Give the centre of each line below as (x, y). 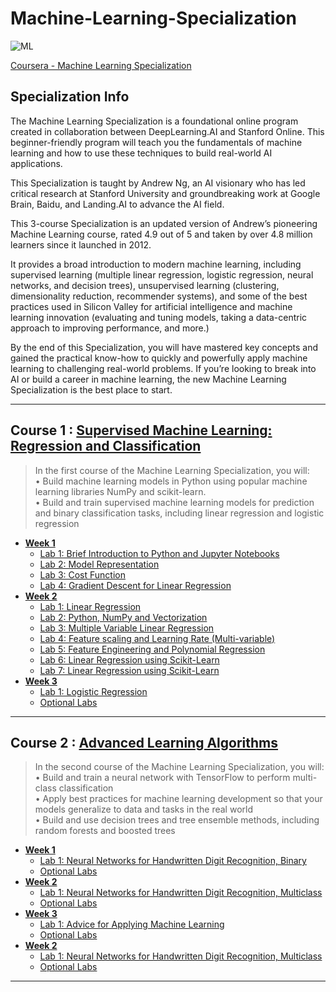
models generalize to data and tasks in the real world (143, 809)
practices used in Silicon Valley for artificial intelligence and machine (151, 306)
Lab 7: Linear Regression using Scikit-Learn (129, 670)
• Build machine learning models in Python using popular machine (171, 481)
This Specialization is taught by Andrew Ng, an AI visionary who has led (158, 183)
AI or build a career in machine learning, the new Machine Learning (148, 379)
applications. (36, 163)
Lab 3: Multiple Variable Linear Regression (127, 628)
